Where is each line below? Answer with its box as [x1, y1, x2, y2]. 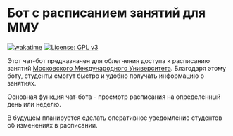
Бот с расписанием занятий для [7, 5, 206, 21]
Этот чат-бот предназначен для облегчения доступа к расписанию [7, 56, 210, 64]
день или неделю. [7, 100, 61, 108]
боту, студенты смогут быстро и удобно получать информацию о [7, 72, 205, 80]
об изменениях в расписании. [7, 121, 98, 129]
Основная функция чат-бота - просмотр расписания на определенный [7, 93, 221, 101]
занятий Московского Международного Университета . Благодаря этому [7, 64, 227, 72]
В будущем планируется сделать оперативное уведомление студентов [7, 114, 222, 122]
